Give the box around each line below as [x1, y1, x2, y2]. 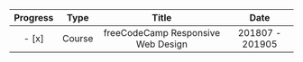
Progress [14, 12, 54, 23]
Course [62, 32, 94, 44]
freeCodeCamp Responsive [103, 27, 221, 39]
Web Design [135, 38, 188, 50]
